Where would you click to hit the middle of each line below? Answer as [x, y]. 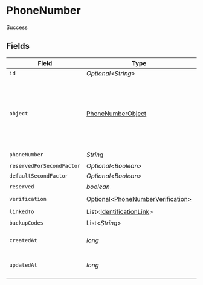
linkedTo [22, 212]
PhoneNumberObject [117, 114]
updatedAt [23, 265]
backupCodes [27, 223]
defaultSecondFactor [39, 175]
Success [17, 27]
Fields [18, 46]
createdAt [23, 240]
